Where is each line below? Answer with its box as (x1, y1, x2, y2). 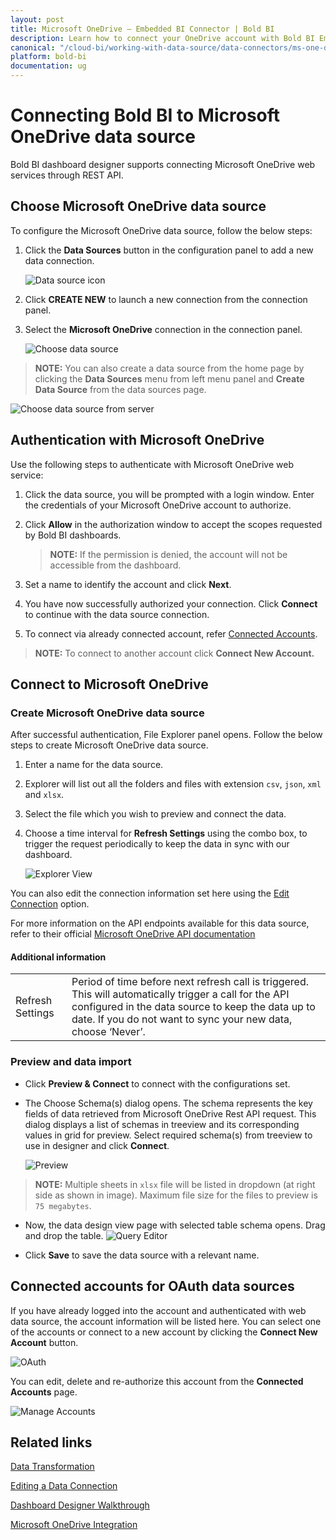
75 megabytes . (34, 1199, 92, 1211)
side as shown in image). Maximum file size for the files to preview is (34, 1189, 318, 1201)
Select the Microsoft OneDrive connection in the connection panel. (24, 323, 303, 335)
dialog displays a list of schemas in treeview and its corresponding (24, 1118, 300, 1130)
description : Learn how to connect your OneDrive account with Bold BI (10, 33, 315, 43)
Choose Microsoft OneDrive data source (10, 198, 267, 215)
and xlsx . (24, 789, 65, 801)
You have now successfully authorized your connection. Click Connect (24, 597, 318, 610)
